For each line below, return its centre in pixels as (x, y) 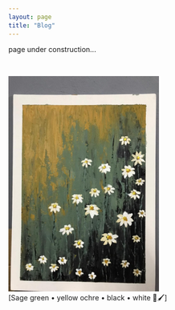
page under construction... (52, 49)
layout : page (30, 17)
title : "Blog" (32, 25)
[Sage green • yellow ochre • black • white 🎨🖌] (88, 297)
